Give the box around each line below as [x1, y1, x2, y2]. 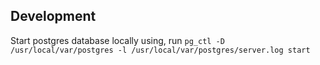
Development [10, 8, 97, 25]
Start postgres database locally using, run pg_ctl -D [10, 34, 225, 46]
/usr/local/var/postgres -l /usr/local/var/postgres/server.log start [10, 45, 311, 55]
